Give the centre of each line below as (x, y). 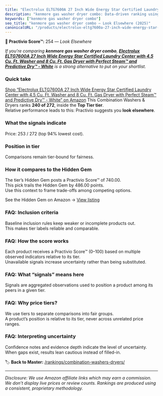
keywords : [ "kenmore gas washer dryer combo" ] (53, 19)
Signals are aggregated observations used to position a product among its (79, 285)
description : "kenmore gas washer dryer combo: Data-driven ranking (76, 14)
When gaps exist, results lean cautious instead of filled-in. (63, 352)
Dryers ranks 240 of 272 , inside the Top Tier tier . (54, 105)
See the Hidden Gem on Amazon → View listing (52, 200)
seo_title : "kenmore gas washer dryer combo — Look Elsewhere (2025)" (78, 23)
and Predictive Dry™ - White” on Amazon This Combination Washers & (75, 100)
